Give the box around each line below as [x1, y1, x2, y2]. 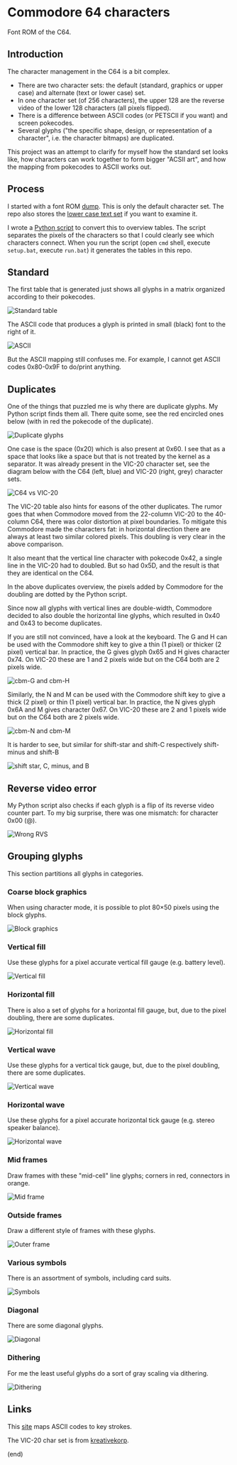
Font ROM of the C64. [7, 28, 72, 36]
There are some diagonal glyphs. [7, 1321, 104, 1330]
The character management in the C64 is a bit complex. [7, 67, 170, 75]
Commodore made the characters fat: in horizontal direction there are [7, 525, 211, 534]
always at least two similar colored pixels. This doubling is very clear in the [7, 533, 226, 541]
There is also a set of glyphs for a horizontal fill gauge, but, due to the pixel [7, 1005, 227, 1015]
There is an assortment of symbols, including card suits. [7, 1274, 172, 1283]
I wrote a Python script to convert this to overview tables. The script [7, 223, 206, 231]
